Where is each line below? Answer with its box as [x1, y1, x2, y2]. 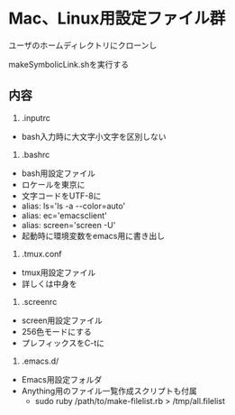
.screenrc [21, 296, 58, 307]
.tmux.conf [21, 248, 62, 259]
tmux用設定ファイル [21, 267, 96, 278]
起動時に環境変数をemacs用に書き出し [21, 230, 166, 241]
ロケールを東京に [21, 179, 86, 189]
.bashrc [21, 149, 50, 160]
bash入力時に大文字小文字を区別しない [21, 131, 167, 142]
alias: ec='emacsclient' [21, 209, 107, 221]
